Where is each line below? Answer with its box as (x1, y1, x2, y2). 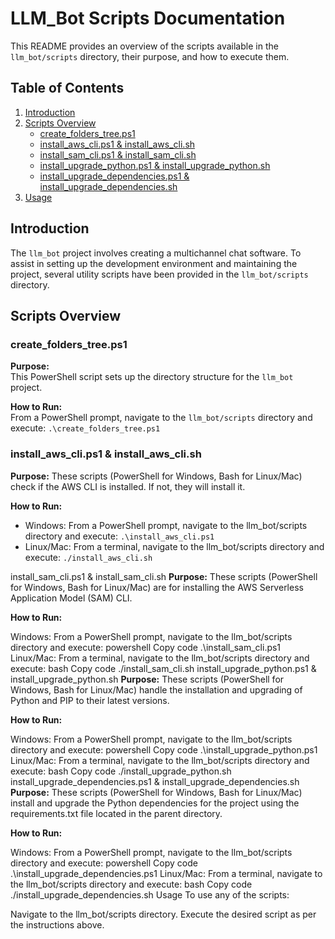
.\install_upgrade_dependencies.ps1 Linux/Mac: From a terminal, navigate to (10, 867, 323, 879)
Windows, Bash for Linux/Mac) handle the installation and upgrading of (10, 683, 303, 696)
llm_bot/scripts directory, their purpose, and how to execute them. (10, 50, 290, 62)
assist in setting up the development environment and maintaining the (10, 257, 298, 269)
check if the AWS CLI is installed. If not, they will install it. (10, 480, 246, 492)
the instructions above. (10, 918, 105, 931)
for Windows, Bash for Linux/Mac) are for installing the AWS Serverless (10, 581, 304, 593)
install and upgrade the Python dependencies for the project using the (10, 797, 300, 809)
